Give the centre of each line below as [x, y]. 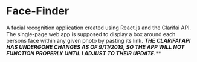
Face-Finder [38, 11]
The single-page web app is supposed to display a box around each [91, 34]
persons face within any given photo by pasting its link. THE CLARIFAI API [98, 40]
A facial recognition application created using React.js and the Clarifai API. [99, 28]
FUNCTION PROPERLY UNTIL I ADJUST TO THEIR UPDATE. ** [84, 53]
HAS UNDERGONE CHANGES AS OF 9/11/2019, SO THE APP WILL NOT [95, 47]
